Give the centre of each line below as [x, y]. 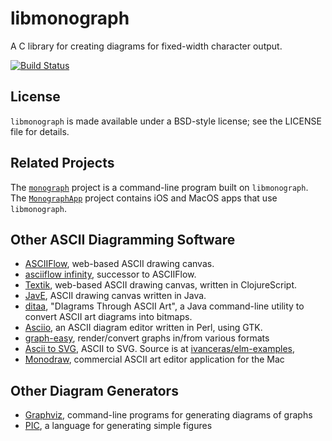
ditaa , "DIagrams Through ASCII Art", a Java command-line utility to [164, 306]
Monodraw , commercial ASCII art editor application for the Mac [154, 359]
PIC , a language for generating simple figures [118, 426]
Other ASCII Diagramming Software [123, 239]
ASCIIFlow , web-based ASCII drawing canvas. [119, 264]
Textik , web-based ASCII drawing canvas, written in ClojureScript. [161, 285]
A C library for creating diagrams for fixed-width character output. [146, 46]
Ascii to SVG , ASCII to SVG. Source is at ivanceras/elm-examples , [159, 349]
